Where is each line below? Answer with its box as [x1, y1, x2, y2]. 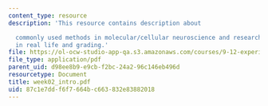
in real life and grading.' [15, 41, 109, 49]
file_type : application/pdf [8, 56, 102, 64]
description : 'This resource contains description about [8, 19, 202, 27]
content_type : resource [8, 11, 88, 20]
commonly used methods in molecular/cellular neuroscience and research [15, 33, 262, 41]
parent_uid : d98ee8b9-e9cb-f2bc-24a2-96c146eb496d [8, 63, 180, 72]
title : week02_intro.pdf [8, 77, 91, 86]
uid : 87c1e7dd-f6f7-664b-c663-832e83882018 [8, 85, 156, 93]
